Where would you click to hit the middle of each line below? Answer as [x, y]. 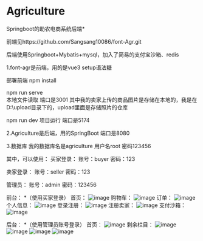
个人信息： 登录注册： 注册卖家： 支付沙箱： [96, 205]
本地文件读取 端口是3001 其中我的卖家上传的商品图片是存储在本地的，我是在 [102, 100]
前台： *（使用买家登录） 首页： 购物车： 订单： [90, 197]
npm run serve [25, 92]
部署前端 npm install [31, 80]
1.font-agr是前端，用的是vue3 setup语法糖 [59, 67]
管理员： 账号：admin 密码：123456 [52, 185]
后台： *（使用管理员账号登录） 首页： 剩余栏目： [80, 224]
